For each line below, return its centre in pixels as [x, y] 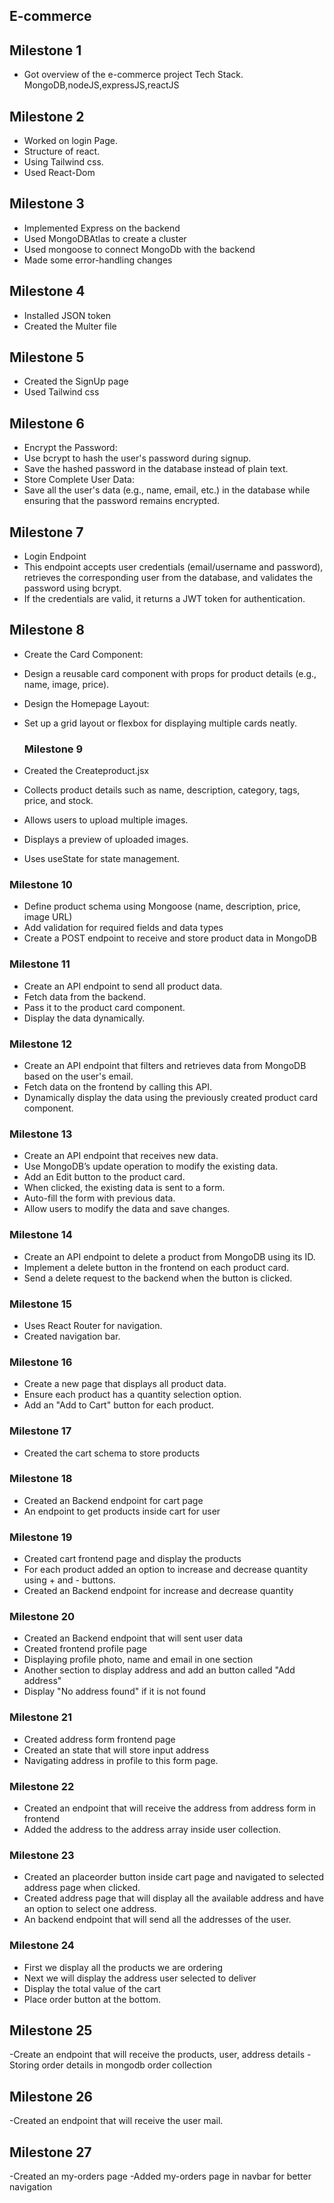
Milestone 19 [41, 1537]
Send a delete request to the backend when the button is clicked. [158, 1278]
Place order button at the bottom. [92, 1999]
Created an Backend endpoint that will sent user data [133, 1638]
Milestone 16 [41, 1362]
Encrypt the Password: [70, 448]
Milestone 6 [47, 423]
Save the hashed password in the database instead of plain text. [156, 469]
